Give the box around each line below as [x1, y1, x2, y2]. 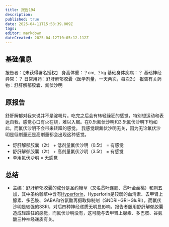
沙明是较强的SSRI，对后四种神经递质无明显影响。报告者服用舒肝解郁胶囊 [12, 204, 163, 210]
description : [5, 12, 33, 17]
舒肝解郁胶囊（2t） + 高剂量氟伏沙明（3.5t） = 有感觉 [12, 148, 124, 154]
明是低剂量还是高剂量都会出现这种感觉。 [5, 131, 89, 137]
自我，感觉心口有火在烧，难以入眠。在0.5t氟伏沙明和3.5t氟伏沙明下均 [9, 119, 153, 125]
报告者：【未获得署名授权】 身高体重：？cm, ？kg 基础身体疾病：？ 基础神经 [5, 69, 162, 75]
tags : [5, 26, 17, 31]
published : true [5, 17, 39, 22]
